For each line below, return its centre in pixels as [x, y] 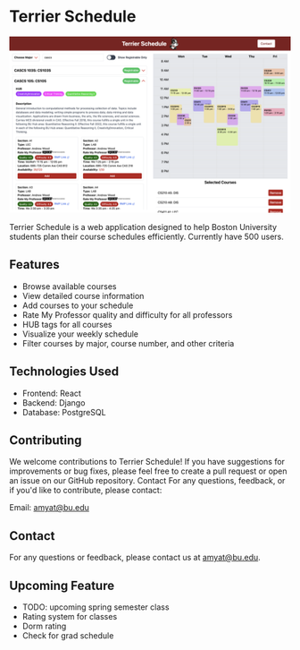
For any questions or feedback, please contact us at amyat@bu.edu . [135, 558]
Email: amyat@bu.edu [49, 508]
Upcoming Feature [62, 585]
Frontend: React [52, 393]
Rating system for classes [70, 616]
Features [34, 265]
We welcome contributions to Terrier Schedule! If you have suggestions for [147, 462]
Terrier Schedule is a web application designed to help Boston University [143, 227]
